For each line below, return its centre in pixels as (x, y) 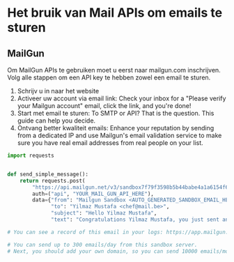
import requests (31, 155)
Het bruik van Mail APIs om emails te (115, 13)
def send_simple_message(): (48, 174)
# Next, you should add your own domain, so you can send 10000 (102, 251)
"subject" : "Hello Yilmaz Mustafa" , (104, 213)
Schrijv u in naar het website (58, 91)
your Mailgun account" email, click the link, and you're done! (104, 106)
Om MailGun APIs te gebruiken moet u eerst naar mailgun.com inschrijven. (114, 70)
